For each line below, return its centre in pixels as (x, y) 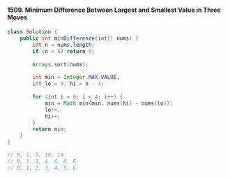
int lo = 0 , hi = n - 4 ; (68, 84)
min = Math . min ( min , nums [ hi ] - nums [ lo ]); (108, 103)
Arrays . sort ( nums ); (61, 64)
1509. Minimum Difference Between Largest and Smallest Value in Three (114, 10)
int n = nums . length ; (64, 45)
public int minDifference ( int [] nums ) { (79, 38)
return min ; (50, 129)
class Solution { (32, 32)
